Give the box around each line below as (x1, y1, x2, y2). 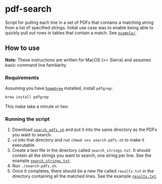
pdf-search (5, 3, 52, 15)
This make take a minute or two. (5, 103, 70, 109)
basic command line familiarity (5, 62, 67, 68)
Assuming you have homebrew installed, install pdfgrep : (5, 85, 113, 91)
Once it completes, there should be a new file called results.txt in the (12, 168, 154, 174)
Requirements (5, 74, 39, 81)
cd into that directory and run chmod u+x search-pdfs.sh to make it (12, 137, 144, 143)
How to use (5, 44, 40, 52)
